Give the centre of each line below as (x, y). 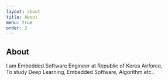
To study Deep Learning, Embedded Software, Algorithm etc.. (80, 72)
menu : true (19, 22)
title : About (22, 17)
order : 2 (17, 28)
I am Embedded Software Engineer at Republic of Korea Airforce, (84, 66)
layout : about (23, 11)
